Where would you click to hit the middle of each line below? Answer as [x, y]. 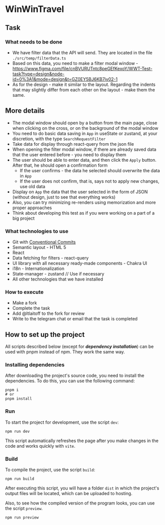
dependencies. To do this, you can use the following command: [70, 381]
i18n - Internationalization [38, 268]
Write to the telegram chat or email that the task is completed [75, 319]
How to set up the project [45, 335]
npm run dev [17, 431]
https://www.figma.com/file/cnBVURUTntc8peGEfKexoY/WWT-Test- [82, 68]
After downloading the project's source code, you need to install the [75, 376]
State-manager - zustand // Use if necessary [58, 273]
